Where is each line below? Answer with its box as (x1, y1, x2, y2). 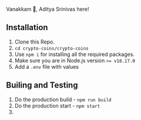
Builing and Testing (6, 80, 78, 91)
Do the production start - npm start (14, 102, 100, 109)
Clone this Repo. (14, 38, 55, 45)
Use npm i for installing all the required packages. (14, 51, 135, 58)
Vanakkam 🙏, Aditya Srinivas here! (6, 6, 89, 12)
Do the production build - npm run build (14, 96, 112, 103)
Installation (6, 22, 48, 32)
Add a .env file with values (14, 63, 79, 70)
